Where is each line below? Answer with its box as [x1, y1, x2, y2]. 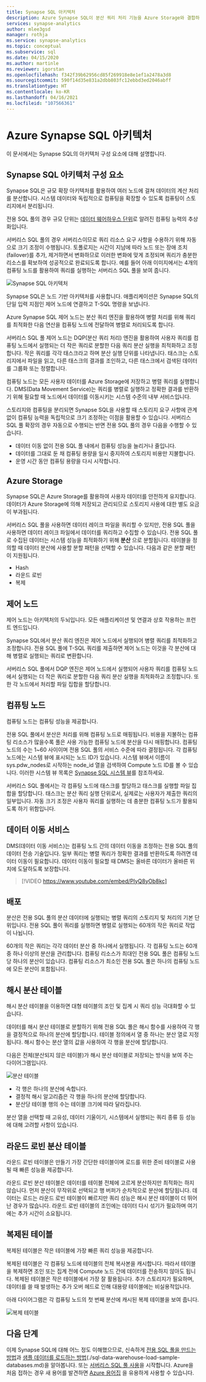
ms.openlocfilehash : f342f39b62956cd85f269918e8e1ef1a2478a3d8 [6, 72, 172, 78]
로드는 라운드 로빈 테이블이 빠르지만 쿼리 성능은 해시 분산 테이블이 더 [22, 1194, 186, 1202]
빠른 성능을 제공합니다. [19, 1166, 74, 1174]
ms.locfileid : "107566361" [6, 100, 75, 106]
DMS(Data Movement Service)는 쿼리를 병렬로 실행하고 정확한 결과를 [14, 386, 183, 393]
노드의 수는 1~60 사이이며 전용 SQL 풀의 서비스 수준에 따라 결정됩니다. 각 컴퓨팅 [6, 746, 197, 753]
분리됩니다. [27, 202, 54, 210]
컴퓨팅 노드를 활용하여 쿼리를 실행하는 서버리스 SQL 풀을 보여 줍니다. [6, 267, 170, 274]
